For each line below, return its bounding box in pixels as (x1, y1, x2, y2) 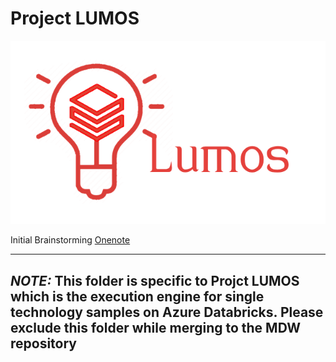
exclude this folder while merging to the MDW (10, 319, 302, 336)
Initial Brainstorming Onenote (10, 234, 131, 246)
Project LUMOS (10, 7, 140, 30)
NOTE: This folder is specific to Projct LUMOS (10, 272, 300, 289)
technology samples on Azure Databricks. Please (10, 303, 324, 321)
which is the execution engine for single (10, 288, 265, 305)
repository (10, 335, 78, 352)
